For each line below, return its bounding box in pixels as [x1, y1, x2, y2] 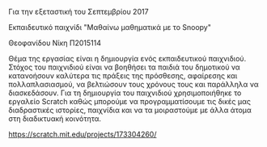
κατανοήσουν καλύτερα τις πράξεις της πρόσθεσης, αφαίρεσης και [8, 71, 238, 80]
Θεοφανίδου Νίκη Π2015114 [8, 38, 102, 48]
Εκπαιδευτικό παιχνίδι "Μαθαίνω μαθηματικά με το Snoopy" [8, 23, 212, 31]
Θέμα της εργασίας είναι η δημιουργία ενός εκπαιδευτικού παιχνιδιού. [8, 54, 247, 63]
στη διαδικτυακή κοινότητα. [8, 114, 102, 124]
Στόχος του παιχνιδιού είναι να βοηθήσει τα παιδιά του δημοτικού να [8, 62, 240, 72]
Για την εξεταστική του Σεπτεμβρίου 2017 [8, 7, 149, 16]
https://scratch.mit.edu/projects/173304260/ [8, 129, 157, 139]
